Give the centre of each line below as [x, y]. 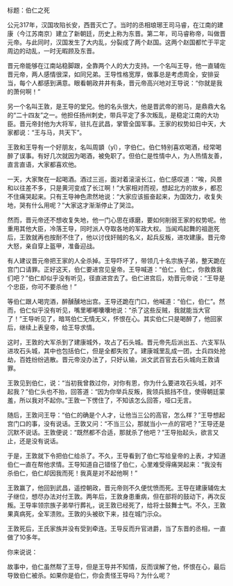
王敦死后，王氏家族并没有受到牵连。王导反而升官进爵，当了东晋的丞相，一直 [116, 528]
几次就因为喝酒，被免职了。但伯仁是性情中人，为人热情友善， [138, 156]
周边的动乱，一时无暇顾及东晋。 [53, 51]
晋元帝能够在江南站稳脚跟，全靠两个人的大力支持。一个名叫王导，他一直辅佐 [116, 66]
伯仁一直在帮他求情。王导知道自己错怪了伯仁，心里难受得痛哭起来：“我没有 [115, 464]
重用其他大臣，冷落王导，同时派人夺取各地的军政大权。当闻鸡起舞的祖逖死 [113, 229]
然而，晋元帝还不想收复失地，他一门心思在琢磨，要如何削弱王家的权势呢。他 [116, 220]
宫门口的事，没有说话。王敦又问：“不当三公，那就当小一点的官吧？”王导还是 [116, 424]
